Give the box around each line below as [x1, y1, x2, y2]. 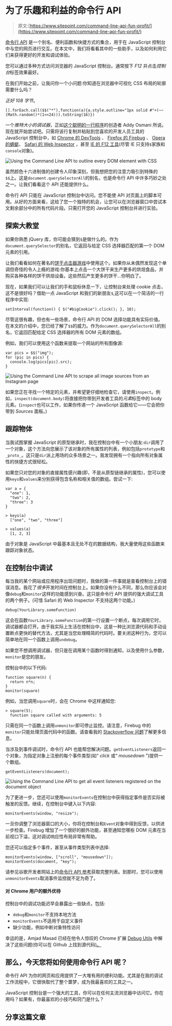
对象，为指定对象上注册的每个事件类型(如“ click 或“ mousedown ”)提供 [9, 753, 159, 759]
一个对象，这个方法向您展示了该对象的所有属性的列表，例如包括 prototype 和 [5, 445, 165, 452]
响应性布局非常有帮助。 [50, 833, 100, 840]
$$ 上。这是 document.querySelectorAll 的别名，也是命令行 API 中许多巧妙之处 [5, 175, 167, 181]
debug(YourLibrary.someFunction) [5, 607, 77, 613]
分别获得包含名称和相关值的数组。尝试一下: [41, 476, 133, 482]
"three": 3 [10, 499, 33, 505]
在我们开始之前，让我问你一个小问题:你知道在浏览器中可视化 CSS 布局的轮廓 [5, 80, 166, 86]
